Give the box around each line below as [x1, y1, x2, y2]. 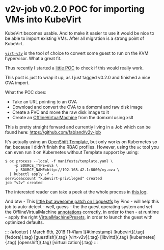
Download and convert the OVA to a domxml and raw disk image [12, 104, 143, 110]
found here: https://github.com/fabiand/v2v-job [5, 129, 101, 135]
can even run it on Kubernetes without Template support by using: [5, 149, 139, 155]
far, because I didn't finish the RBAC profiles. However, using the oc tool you [5, 144, 159, 150]
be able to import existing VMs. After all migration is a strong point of [5, 35, 144, 41]
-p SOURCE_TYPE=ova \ [14, 163, 58, 168]
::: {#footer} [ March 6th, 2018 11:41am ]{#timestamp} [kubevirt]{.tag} [5, 229, 145, 235]
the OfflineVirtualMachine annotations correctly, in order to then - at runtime [5, 209, 159, 215]
